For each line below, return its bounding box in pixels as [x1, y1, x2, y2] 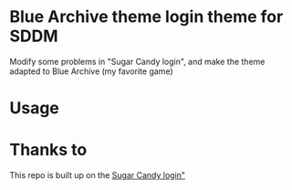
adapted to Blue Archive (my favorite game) [9, 66, 173, 77]
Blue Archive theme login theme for [9, 6, 284, 27]
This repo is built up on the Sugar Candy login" [9, 170, 185, 181]
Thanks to [9, 140, 88, 161]
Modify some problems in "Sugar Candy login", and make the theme [9, 56, 266, 67]
